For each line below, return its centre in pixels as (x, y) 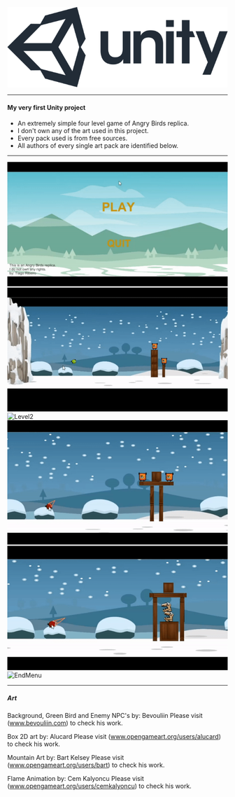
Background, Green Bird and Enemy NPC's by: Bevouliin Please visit (105, 716)
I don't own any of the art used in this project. (83, 130)
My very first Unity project (47, 108)
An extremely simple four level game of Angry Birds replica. (103, 123)
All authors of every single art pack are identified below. (98, 145)
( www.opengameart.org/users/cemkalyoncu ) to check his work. (100, 786)
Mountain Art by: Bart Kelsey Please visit (66, 758)
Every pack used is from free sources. (72, 138)
